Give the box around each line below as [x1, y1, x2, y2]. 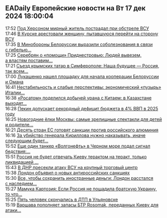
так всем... [5, 68, 29, 74]
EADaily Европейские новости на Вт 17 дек [5, 4, 146, 13]
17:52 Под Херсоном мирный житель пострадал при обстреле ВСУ [5, 25, 149, 31]
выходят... [5, 100, 27, 106]
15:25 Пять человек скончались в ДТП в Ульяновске [5, 196, 118, 202]
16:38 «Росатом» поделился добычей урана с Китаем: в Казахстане [5, 95, 152, 101]
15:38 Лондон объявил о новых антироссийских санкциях [5, 170, 130, 176]
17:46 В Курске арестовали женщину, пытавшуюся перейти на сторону [5, 30, 158, 37]
